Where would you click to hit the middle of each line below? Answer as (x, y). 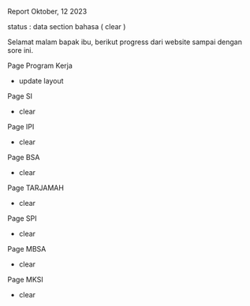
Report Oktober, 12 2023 (47, 11)
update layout (41, 81)
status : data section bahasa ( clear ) (67, 26)
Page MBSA (27, 249)
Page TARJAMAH (36, 188)
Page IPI (21, 127)
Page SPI (22, 218)
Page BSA (24, 157)
